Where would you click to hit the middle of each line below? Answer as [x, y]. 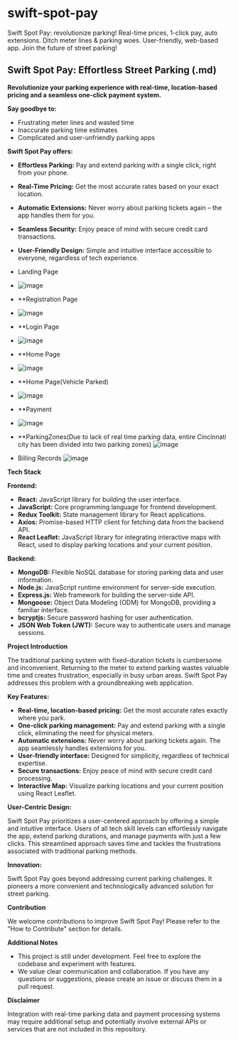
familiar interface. [43, 610]
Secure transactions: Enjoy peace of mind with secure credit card [115, 770]
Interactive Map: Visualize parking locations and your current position [120, 786]
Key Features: [28, 696]
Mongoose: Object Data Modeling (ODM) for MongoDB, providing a [117, 602]
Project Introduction [38, 646]
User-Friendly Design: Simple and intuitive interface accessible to [114, 250]
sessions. [32, 632]
